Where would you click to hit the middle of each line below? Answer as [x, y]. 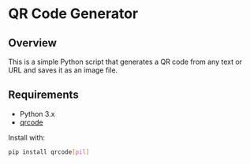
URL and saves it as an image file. [63, 70]
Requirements [43, 95]
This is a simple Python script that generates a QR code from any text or [125, 61]
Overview [33, 43]
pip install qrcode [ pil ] [49, 152]
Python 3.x [37, 114]
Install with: [27, 137]
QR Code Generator [73, 14]
